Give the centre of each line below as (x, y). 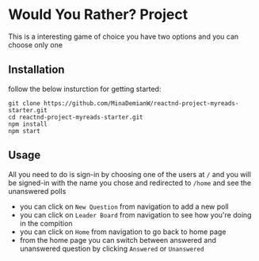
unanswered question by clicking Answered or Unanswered (112, 248)
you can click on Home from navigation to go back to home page (123, 232)
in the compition (46, 223)
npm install (28, 124)
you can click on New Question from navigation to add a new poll (124, 206)
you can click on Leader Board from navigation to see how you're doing (135, 214)
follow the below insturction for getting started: (85, 89)
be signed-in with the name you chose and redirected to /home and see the (130, 183)
